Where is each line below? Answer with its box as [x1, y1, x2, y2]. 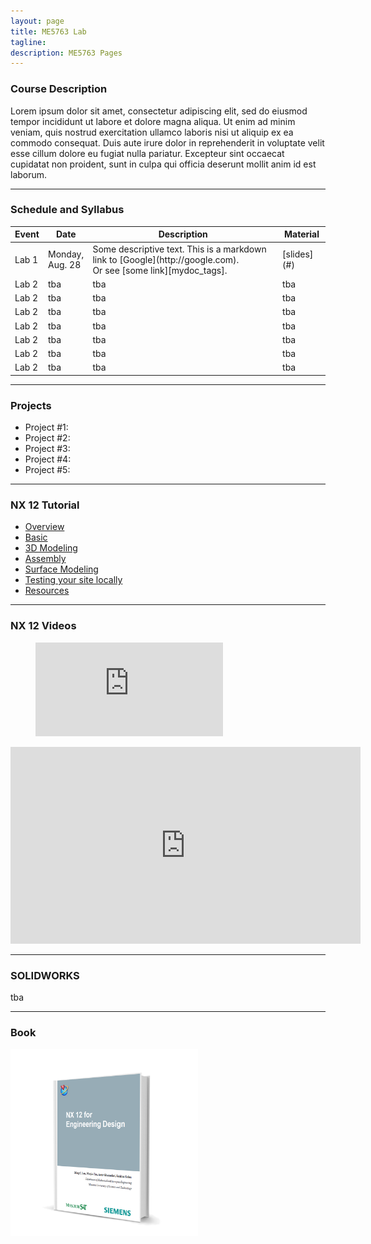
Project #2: [24, 432, 71, 444]
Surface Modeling [24, 563, 99, 575]
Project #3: [24, 443, 71, 455]
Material [284, 228, 320, 240]
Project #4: [24, 453, 72, 465]
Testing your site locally [24, 574, 123, 586]
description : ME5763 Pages [10, 48, 123, 58]
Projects [10, 398, 52, 412]
